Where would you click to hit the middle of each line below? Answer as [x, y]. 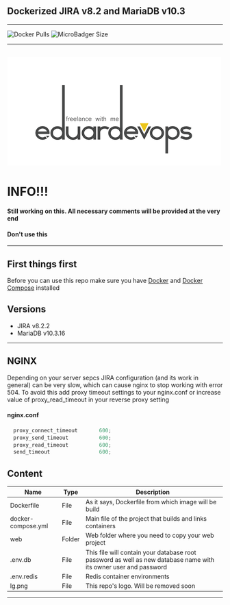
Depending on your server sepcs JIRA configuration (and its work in [103, 378]
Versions [27, 309]
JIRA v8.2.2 [33, 325]
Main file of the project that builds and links [146, 519]
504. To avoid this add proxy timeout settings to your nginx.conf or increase [114, 392]
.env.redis [24, 576]
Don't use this [27, 234]
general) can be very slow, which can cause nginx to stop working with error [115, 385]
